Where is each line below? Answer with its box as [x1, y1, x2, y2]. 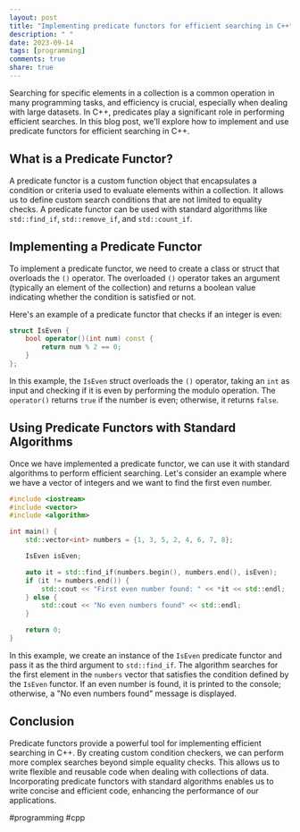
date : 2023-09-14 [9, 38, 74, 47]
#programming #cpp [9, 811, 86, 823]
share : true [9, 64, 54, 72]
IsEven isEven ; [25, 552, 82, 561]
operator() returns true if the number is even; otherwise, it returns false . [9, 395, 279, 405]
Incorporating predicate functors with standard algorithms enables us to [9, 776, 274, 786]
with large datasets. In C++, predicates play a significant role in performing [9, 106, 285, 117]
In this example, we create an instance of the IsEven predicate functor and [9, 649, 283, 660]
